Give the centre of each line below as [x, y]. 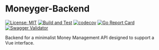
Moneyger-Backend [47, 9]
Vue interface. [20, 42]
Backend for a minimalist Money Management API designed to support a [80, 37]
